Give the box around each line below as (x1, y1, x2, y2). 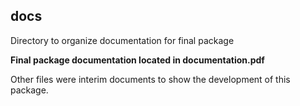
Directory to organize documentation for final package (10, 34, 235, 46)
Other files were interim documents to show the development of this (10, 73, 291, 85)
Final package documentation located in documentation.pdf (10, 54, 265, 66)
